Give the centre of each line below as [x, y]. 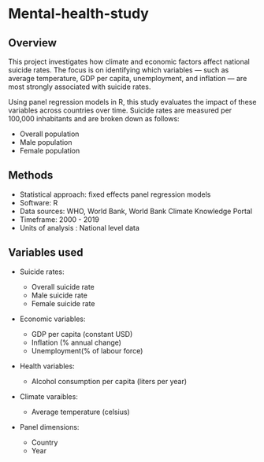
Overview [33, 43]
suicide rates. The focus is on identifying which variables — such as [119, 70]
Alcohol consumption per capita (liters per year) [109, 381]
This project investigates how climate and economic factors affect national [129, 61]
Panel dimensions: [49, 427]
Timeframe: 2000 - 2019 [59, 219]
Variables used [46, 253]
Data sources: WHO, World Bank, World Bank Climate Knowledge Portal [136, 211]
